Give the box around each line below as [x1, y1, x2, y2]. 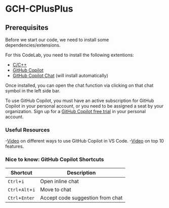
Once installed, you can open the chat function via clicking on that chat [5, 82, 154, 88]
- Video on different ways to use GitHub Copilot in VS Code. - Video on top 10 [5, 138, 164, 144]
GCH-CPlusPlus [5, 3, 73, 15]
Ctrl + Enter [8, 194, 35, 201]
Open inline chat [40, 178, 79, 185]
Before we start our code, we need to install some [5, 37, 109, 43]
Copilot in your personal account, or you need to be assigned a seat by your [5, 103, 163, 109]
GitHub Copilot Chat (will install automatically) [12, 73, 109, 79]
